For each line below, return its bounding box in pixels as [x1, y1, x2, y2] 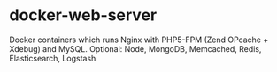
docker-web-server [9, 5, 158, 25]
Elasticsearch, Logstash [9, 53, 96, 63]
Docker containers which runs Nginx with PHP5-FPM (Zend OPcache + [9, 34, 269, 45]
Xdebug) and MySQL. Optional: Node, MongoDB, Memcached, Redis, [9, 43, 262, 54]
